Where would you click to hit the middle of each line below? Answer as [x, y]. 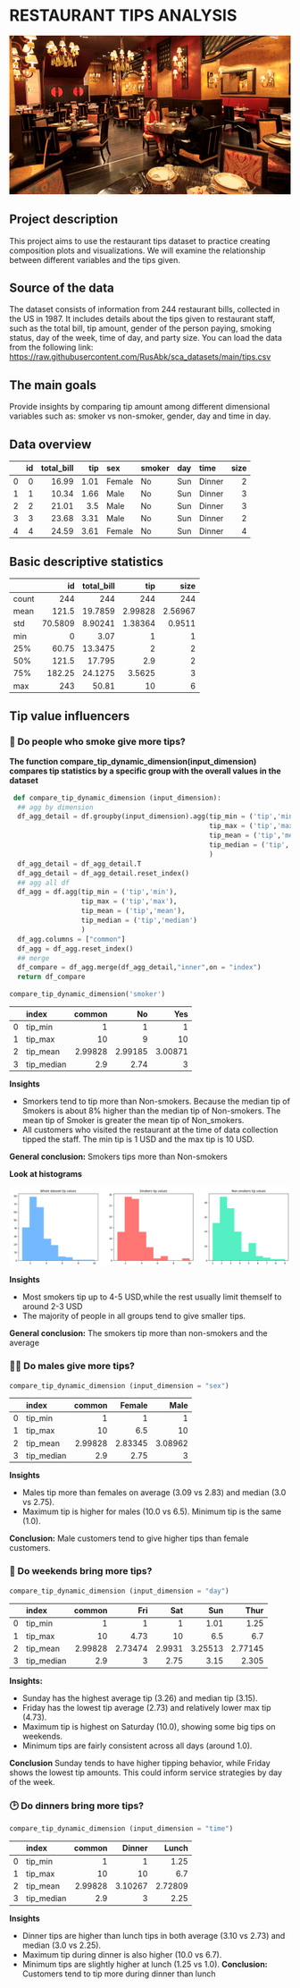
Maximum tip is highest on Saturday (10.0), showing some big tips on [149, 1726]
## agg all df [43, 883]
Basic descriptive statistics [86, 561]
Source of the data [62, 288]
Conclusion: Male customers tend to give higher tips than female [129, 1538]
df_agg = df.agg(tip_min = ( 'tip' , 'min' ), [97, 892]
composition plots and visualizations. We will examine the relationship [137, 250]
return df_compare [52, 977]
